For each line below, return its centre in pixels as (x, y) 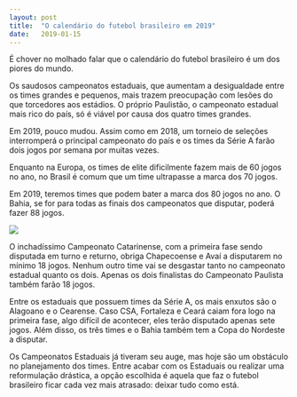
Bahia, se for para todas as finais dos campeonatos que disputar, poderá (142, 203)
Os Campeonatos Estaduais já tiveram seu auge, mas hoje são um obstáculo (149, 357)
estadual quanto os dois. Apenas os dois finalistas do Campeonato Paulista (146, 275)
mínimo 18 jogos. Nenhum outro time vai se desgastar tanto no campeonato (147, 266)
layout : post (33, 17)
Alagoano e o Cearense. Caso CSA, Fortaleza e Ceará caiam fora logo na (143, 311)
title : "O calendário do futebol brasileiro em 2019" (113, 26)
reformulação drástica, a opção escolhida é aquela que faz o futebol (134, 376)
